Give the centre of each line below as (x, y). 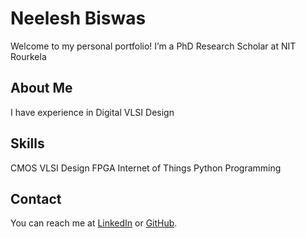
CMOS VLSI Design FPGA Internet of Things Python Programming (146, 168)
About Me (41, 88)
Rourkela (28, 56)
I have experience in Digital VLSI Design (92, 112)
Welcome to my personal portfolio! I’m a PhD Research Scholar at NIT (153, 46)
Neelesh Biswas (78, 18)
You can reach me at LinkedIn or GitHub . (94, 223)
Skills (27, 143)
